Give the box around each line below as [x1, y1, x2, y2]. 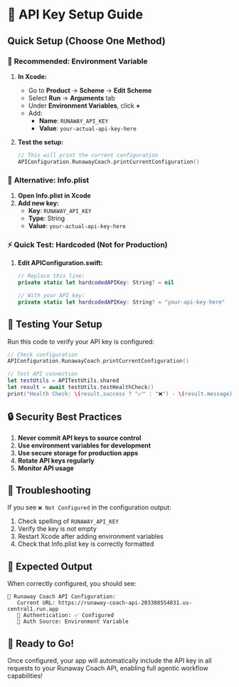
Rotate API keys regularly [17, 456, 95, 465]
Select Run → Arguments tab [28, 93, 115, 102]
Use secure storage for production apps [17, 448, 139, 457]
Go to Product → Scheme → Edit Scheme [28, 86, 152, 95]
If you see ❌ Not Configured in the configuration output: [7, 503, 172, 512]
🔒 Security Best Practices [7, 411, 122, 423]
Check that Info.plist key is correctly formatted [17, 539, 154, 548]
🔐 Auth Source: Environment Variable [16, 618, 129, 626]
